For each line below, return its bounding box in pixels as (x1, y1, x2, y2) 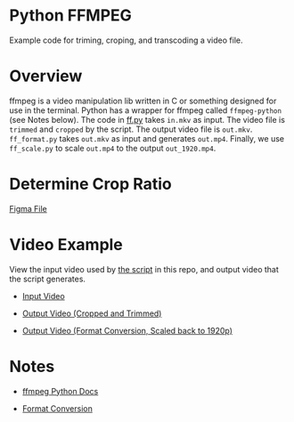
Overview (9, 66, 83, 86)
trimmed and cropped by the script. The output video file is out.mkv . (9, 124, 253, 134)
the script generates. (9, 273, 86, 284)
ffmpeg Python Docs (21, 385, 99, 396)
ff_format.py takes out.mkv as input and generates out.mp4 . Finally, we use (9, 133, 285, 143)
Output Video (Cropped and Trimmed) (21, 308, 162, 319)
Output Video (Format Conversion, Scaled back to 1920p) (21, 325, 233, 336)
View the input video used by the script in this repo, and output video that (9, 264, 279, 274)
